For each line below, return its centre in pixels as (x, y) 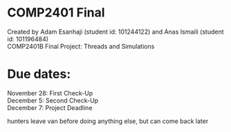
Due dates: (39, 74)
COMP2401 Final (56, 13)
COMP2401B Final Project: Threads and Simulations (81, 46)
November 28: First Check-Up (50, 93)
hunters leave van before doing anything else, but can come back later (108, 121)
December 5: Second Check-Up (53, 100)
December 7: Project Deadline (50, 107)
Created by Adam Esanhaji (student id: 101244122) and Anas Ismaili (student (115, 32)
